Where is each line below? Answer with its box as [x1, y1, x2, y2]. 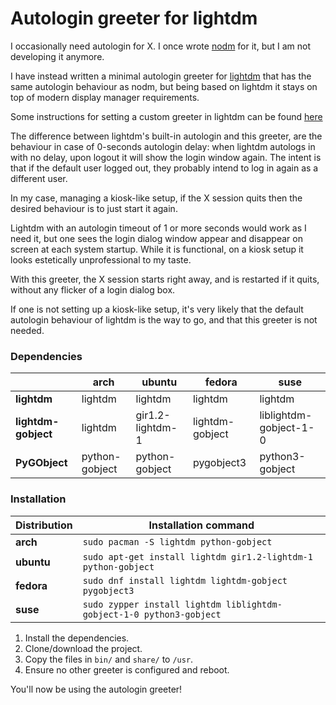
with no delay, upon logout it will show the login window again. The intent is [10, 151, 322, 163]
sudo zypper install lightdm [82, 598, 222, 610]
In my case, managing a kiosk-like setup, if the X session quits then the [10, 192, 303, 204]
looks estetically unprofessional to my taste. [10, 253, 192, 266]
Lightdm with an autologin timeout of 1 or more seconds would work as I [10, 222, 307, 234]
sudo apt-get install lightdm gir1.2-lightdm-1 [82, 551, 313, 562]
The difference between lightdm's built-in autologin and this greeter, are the [10, 130, 323, 142]
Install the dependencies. [24, 632, 130, 644]
